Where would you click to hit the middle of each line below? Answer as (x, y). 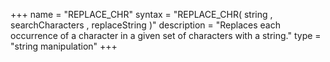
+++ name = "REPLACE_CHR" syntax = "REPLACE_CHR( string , (141, 14)
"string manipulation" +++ (64, 46)
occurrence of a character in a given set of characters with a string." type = (166, 35)
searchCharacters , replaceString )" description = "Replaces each (145, 25)
